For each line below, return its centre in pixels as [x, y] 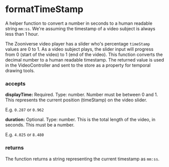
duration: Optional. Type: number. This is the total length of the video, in [80, 120]
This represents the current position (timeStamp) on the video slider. [76, 100]
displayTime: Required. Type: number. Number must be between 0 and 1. [81, 95]
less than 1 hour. [22, 34]
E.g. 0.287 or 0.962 [25, 110]
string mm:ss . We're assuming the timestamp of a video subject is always [80, 28]
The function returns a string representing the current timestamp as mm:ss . [82, 159]
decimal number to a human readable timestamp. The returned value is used [85, 60]
